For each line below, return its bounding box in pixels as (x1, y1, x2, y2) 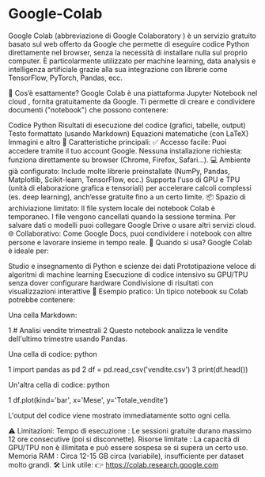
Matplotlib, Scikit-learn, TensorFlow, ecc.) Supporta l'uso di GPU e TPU (8, 175, 240, 184)
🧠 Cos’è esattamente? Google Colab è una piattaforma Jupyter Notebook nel (8, 88, 258, 97)
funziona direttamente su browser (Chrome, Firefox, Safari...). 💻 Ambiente (8, 155, 252, 165)
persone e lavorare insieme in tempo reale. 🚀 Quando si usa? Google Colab (8, 237, 252, 247)
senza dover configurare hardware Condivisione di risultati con (8, 278, 214, 287)
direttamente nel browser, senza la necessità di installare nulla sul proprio (8, 47, 248, 57)
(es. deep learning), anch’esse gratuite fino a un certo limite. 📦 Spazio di (8, 191, 247, 202)
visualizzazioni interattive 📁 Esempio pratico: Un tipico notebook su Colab (8, 286, 248, 296)
